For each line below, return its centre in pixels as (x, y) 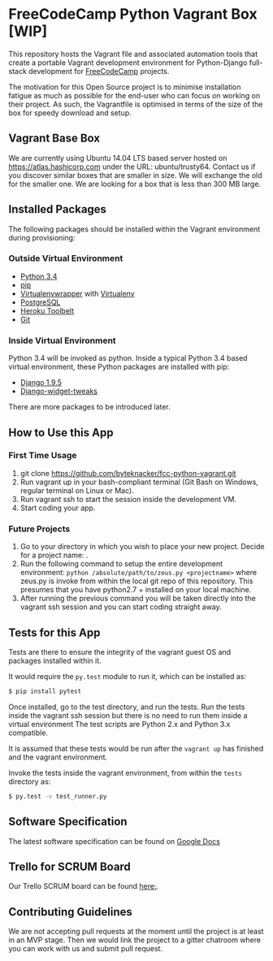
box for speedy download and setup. (70, 113)
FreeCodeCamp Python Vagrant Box (133, 14)
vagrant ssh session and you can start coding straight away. (121, 607)
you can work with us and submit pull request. (86, 949)
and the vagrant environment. (58, 757)
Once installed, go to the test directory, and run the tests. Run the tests (127, 707)
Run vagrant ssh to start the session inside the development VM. (128, 499)
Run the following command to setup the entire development (121, 564)
